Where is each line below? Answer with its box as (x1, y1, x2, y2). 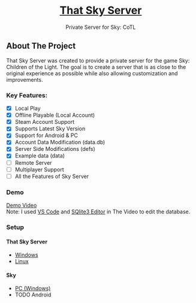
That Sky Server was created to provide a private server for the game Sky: (6, 57, 190, 64)
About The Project (6, 41, 76, 51)
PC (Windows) (14, 285, 51, 292)
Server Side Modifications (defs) (14, 145, 96, 153)
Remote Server (14, 159, 52, 166)
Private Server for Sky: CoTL (65, 23, 136, 31)
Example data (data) (14, 152, 65, 159)
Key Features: (6, 91, 48, 99)
